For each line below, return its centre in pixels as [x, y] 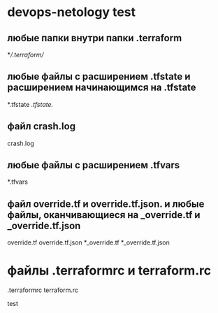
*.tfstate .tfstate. [30, 104]
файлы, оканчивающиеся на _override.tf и [104, 215]
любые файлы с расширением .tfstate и [99, 77]
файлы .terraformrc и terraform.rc [109, 271]
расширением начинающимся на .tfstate [102, 88]
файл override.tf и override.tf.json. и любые [106, 204]
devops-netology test [72, 12]
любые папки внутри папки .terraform [95, 38]
